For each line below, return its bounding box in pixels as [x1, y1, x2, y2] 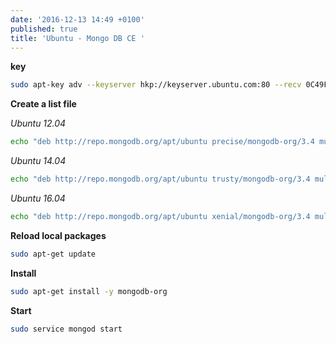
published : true [10, 24, 78, 34]
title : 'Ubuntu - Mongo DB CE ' [10, 33, 145, 43]
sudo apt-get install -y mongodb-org [10, 286, 168, 296]
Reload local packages [10, 229, 107, 241]
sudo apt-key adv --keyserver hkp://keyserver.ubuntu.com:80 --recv [10, 80, 302, 90]
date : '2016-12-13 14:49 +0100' [10, 14, 145, 25]
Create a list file [10, 98, 77, 110]
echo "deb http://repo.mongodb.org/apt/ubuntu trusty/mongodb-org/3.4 [10, 174, 311, 185]
